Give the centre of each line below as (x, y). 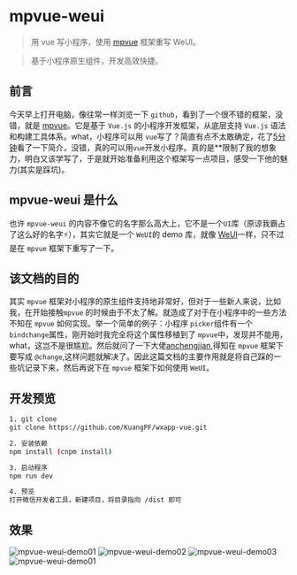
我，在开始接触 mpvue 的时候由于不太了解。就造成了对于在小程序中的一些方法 (148, 312)
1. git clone (33, 419)
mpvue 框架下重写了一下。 (72, 248)
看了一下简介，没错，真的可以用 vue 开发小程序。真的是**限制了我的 (139, 147)
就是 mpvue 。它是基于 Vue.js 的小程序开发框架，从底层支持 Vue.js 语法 (155, 125)
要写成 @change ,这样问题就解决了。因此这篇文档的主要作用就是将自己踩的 (141, 356)
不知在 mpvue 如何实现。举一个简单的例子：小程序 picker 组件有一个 (131, 324)
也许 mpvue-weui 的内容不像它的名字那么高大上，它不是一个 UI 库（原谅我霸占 (147, 223)
